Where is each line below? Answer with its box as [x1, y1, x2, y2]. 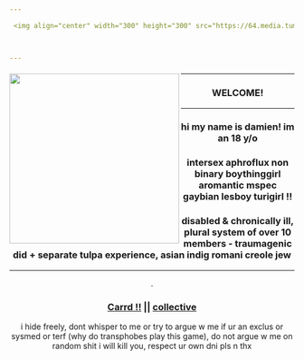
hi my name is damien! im [180, 121, 295, 133]
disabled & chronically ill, [181, 215, 294, 228]
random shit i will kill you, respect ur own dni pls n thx [52, 340, 252, 351]
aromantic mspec [198, 179, 278, 191]
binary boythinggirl [194, 168, 281, 180]
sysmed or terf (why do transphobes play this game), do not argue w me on [11, 330, 293, 341]
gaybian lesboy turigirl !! [182, 190, 293, 203]
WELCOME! [211, 87, 264, 100]
